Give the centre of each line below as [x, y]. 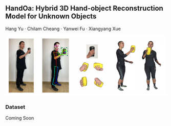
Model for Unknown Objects [51, 17]
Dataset [15, 107]
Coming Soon [20, 118]
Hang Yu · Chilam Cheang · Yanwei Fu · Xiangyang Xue [63, 29]
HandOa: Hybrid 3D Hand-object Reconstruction [84, 8]
